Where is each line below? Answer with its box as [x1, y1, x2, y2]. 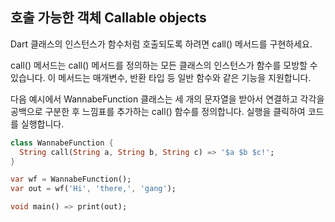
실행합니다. [20, 118, 65, 130]
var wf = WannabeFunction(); [10, 174, 132, 185]
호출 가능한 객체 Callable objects [10, 9, 207, 27]
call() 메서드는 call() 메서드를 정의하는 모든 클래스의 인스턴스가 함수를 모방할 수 [10, 59, 318, 71]
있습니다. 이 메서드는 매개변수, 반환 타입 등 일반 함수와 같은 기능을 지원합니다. [10, 71, 312, 83]
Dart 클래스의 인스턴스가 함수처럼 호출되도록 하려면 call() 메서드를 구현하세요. [10, 38, 313, 50]
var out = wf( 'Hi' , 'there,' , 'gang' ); [10, 184, 177, 194]
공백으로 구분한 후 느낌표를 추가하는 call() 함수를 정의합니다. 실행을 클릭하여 [10, 105, 306, 117]
